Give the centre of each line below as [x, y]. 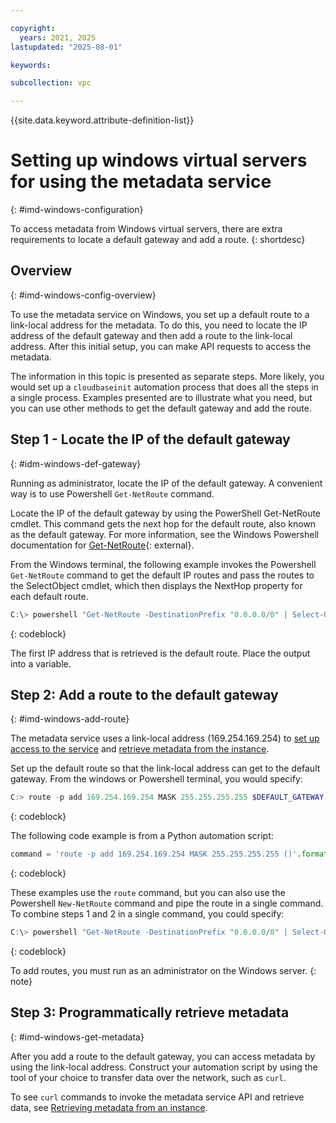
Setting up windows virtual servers [159, 160]
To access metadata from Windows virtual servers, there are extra [146, 229]
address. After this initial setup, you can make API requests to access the [161, 346]
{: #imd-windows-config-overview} [83, 295]
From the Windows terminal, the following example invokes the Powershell [163, 564]
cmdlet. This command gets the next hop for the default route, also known [163, 523]
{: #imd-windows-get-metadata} [77, 1037]
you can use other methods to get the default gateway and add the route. [161, 408]
